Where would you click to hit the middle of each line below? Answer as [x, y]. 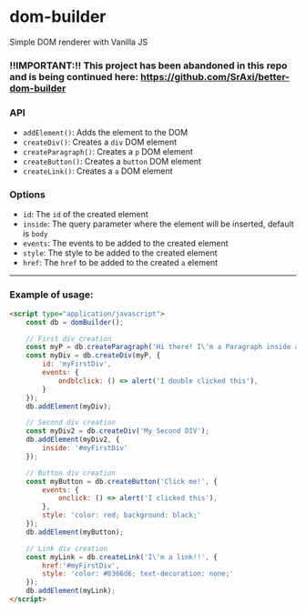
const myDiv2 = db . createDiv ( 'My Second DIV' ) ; [117, 431]
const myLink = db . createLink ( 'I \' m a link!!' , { [122, 557]
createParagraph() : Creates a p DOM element [108, 152]
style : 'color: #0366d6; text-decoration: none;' [138, 574]
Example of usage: [51, 295]
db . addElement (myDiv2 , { [73, 440]
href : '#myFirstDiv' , [81, 566]
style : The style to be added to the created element [120, 253]
